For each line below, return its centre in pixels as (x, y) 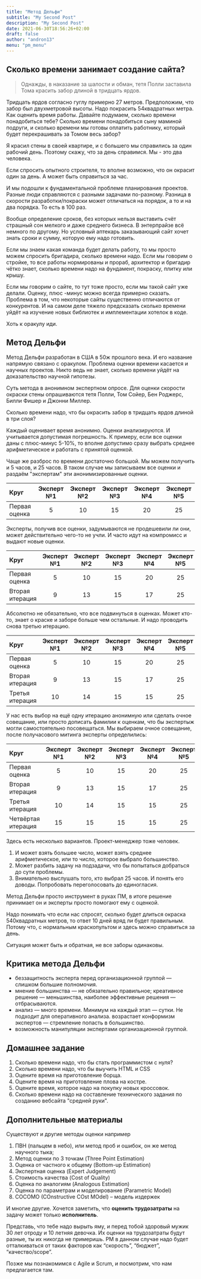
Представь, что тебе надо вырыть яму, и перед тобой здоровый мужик (98, 1226)
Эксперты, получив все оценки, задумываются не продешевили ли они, (99, 528)
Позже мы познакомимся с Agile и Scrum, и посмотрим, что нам (89, 1263)
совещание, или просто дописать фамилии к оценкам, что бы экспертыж (100, 721)
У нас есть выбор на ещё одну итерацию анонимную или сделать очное (99, 715)
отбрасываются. (36, 1004)
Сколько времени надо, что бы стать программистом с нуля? (94, 1062)
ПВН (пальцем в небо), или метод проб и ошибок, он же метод (95, 1145)
